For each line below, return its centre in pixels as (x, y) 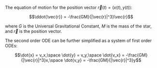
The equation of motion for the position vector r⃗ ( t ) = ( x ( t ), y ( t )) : (69, 7)
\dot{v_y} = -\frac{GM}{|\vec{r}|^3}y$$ (103, 60)
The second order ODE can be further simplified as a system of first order (78, 41)
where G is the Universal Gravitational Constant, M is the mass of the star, (78, 26)
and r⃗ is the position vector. (34, 31)
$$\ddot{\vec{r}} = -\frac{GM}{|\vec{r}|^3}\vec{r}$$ (81, 17)
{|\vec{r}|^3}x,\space (42, 60)
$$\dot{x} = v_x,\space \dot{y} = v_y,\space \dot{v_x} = (70, 55)
